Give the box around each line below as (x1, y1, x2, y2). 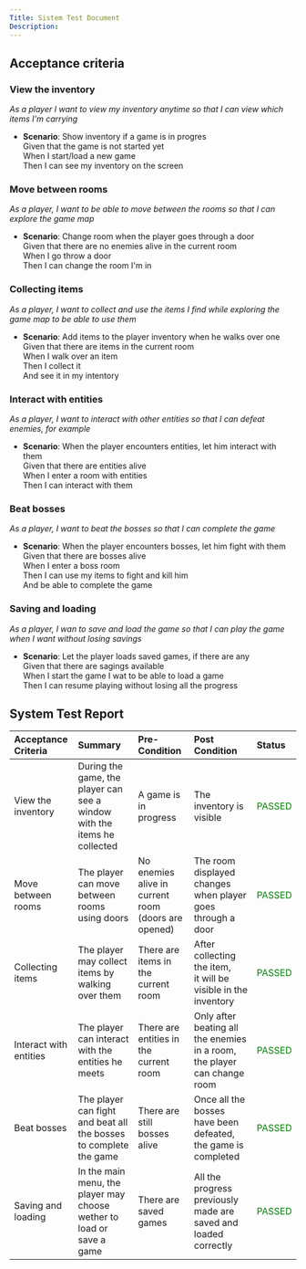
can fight (77, 1105, 117, 1117)
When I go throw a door (22, 250, 112, 261)
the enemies (194, 1033, 248, 1045)
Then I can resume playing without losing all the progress (22, 679, 239, 690)
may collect (77, 955, 127, 968)
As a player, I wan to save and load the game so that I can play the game (9, 623, 285, 634)
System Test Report (9, 707, 125, 722)
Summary (77, 739, 121, 751)
